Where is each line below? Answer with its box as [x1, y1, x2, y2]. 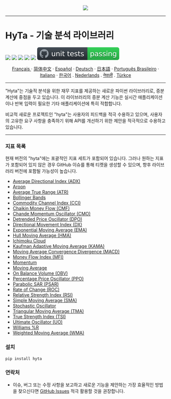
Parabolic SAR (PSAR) [12, 281, 59, 287]
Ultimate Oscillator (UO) [12, 319, 63, 325]
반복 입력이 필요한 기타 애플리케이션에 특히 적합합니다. [14, 100, 122, 107]
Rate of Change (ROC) [12, 286, 60, 292]
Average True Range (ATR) [12, 189, 69, 195]
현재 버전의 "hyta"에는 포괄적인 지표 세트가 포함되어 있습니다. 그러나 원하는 [5, 155, 154, 162]
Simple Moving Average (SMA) [12, 298, 77, 304]
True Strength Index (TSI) [12, 313, 66, 320]
